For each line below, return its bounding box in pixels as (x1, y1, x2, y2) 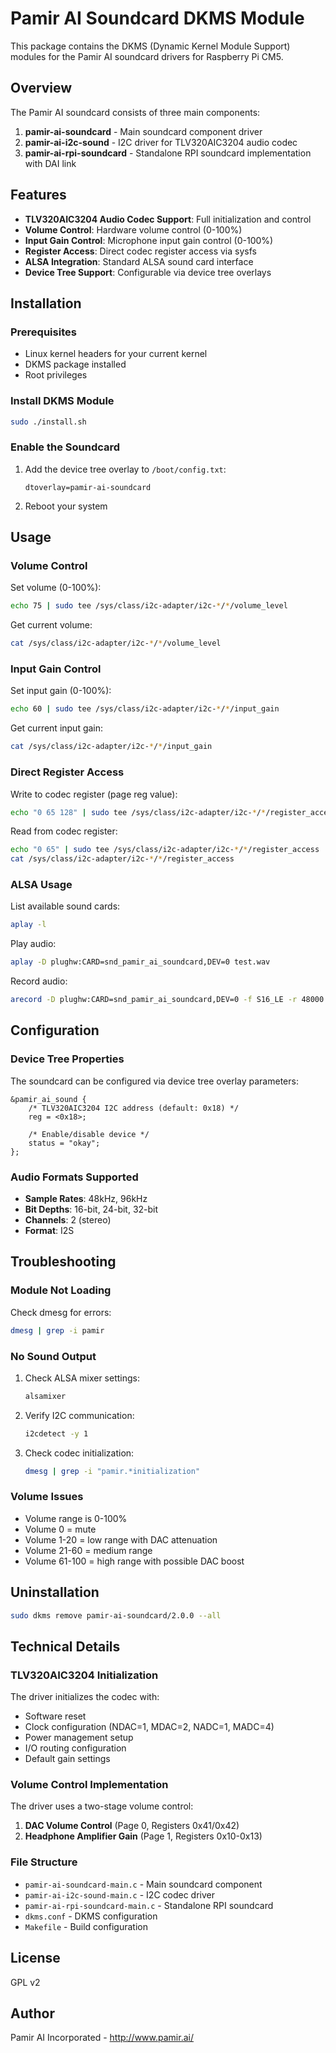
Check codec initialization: (24, 1447, 135, 1459)
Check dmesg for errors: (10, 1306, 112, 1318)
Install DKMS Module (10, 394, 115, 408)
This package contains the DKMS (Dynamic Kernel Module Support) (10, 40, 291, 52)
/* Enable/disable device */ (28, 1129, 150, 1139)
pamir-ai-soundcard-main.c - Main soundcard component (24, 1878, 263, 1890)
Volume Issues (10, 1490, 84, 1504)
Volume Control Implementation (10, 1778, 169, 1792)
